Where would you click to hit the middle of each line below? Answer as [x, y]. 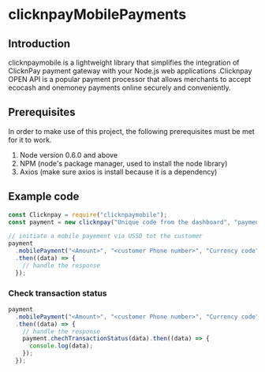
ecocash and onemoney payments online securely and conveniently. [119, 87]
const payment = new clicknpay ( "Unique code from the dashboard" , [119, 222]
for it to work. [30, 139]
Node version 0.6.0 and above [69, 154]
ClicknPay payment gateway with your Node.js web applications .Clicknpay [130, 71]
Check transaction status [58, 293]
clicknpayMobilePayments [97, 15]
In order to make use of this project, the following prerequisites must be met [131, 131]
